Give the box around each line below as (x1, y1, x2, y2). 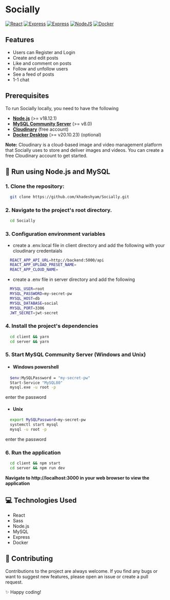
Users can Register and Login (12, 49, 75, 55)
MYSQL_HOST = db (10, 296, 40, 301)
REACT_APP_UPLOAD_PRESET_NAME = (10, 262, 77, 268)
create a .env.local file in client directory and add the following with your (12, 242, 165, 248)
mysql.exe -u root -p (10, 385, 56, 390)
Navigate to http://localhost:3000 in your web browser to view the (5, 475, 150, 481)
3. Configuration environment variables (5, 231, 105, 238)
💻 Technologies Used (5, 496, 77, 505)
